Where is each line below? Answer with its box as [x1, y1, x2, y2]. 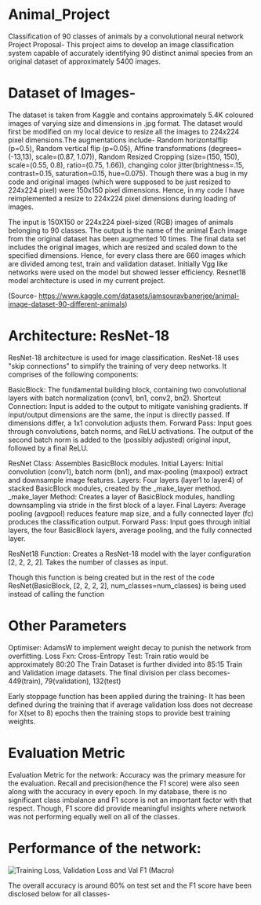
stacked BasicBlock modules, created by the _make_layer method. [8, 484, 222, 493]
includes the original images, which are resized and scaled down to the [8, 242, 237, 252]
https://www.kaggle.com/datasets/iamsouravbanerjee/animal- [38, 291, 240, 300]
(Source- [8, 291, 38, 300]
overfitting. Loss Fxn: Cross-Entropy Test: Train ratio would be [8, 651, 209, 660]
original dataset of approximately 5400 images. [8, 57, 161, 66]
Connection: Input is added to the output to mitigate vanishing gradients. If [8, 401, 248, 410]
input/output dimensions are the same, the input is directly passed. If [8, 410, 230, 419]
